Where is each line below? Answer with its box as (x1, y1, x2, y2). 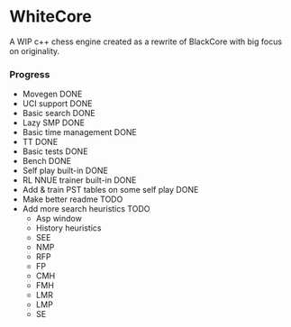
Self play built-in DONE (22, 165, 108, 177)
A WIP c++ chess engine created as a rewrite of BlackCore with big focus (9, 36, 282, 47)
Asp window (35, 213, 83, 224)
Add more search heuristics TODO (22, 204, 150, 214)
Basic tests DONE (22, 146, 88, 157)
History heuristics (35, 223, 102, 233)
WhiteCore (9, 6, 93, 27)
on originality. (9, 45, 60, 56)
